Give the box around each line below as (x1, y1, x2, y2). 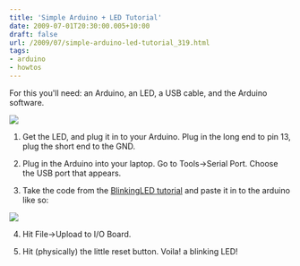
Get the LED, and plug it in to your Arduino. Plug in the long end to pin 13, (21, 131, 291, 142)
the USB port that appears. (21, 167, 122, 178)
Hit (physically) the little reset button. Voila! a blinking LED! (21, 245, 239, 256)
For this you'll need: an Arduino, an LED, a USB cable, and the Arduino (9, 87, 268, 99)
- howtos (9, 64, 42, 73)
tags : (9, 47, 30, 56)
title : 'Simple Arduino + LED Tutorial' (9, 13, 163, 22)
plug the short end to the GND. (21, 141, 136, 151)
